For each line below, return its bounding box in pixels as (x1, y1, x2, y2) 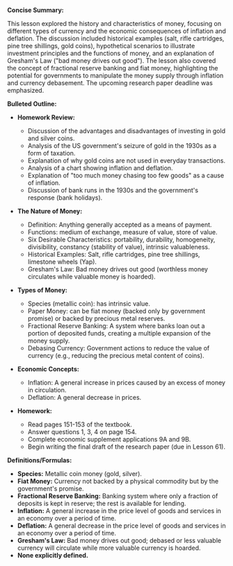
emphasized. (7, 87, 45, 94)
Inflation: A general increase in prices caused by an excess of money (27, 378, 226, 387)
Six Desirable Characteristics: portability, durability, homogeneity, (27, 235, 216, 244)
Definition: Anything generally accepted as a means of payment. (27, 221, 212, 229)
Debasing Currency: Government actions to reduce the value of (27, 344, 210, 352)
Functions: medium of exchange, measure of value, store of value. (27, 228, 218, 236)
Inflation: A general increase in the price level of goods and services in (17, 507, 221, 515)
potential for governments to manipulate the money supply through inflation (7, 71, 224, 80)
